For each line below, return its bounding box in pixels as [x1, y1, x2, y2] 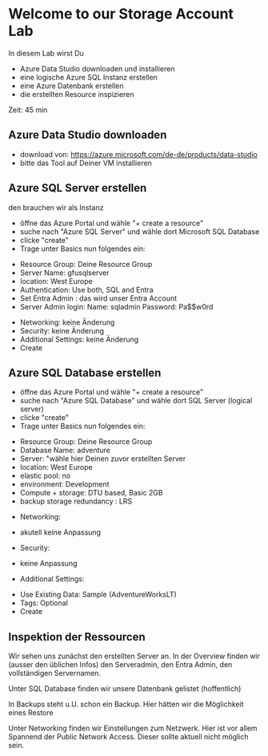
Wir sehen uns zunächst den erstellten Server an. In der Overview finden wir [8, 651, 261, 661]
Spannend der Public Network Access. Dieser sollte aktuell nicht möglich [8, 732, 250, 742]
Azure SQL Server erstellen [8, 181, 147, 195]
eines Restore [8, 708, 54, 718]
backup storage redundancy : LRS [19, 496, 133, 506]
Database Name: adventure [19, 446, 110, 455]
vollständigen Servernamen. [8, 669, 102, 678]
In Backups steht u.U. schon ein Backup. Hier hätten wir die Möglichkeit [8, 699, 244, 710]
